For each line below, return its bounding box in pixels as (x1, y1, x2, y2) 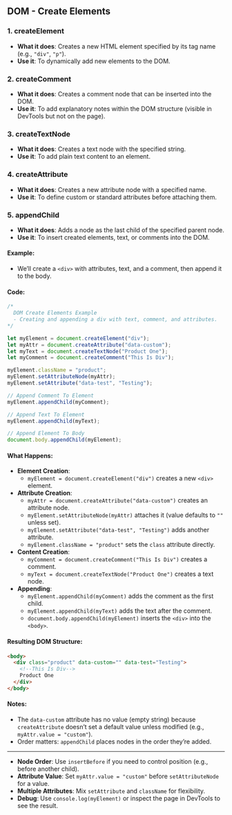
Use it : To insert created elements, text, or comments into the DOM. (17, 233, 210, 241)
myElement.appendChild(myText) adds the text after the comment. (27, 606, 213, 615)
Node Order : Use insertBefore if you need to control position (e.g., (17, 757, 209, 766)
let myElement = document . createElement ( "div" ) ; (7, 335, 150, 342)
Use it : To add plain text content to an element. (17, 152, 151, 161)
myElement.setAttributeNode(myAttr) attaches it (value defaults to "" (27, 511, 224, 519)
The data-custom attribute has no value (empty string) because (17, 715, 196, 724)
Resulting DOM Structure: (7, 637, 83, 645)
